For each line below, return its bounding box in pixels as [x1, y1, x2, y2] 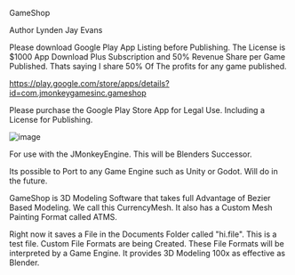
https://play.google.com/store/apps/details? [9, 78, 171, 88]
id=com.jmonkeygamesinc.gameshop [9, 88, 147, 98]
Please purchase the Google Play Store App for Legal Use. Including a [9, 105, 265, 115]
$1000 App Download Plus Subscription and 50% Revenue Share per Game [9, 52, 286, 61]
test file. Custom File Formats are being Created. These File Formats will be [9, 239, 284, 248]
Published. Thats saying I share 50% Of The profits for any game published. [9, 61, 287, 71]
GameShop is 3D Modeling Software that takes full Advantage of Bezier [9, 193, 271, 203]
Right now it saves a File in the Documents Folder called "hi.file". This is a [9, 229, 277, 239]
